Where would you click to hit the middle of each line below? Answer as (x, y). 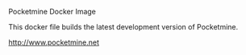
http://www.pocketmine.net (54, 42)
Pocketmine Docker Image (52, 12)
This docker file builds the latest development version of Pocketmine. (123, 27)
